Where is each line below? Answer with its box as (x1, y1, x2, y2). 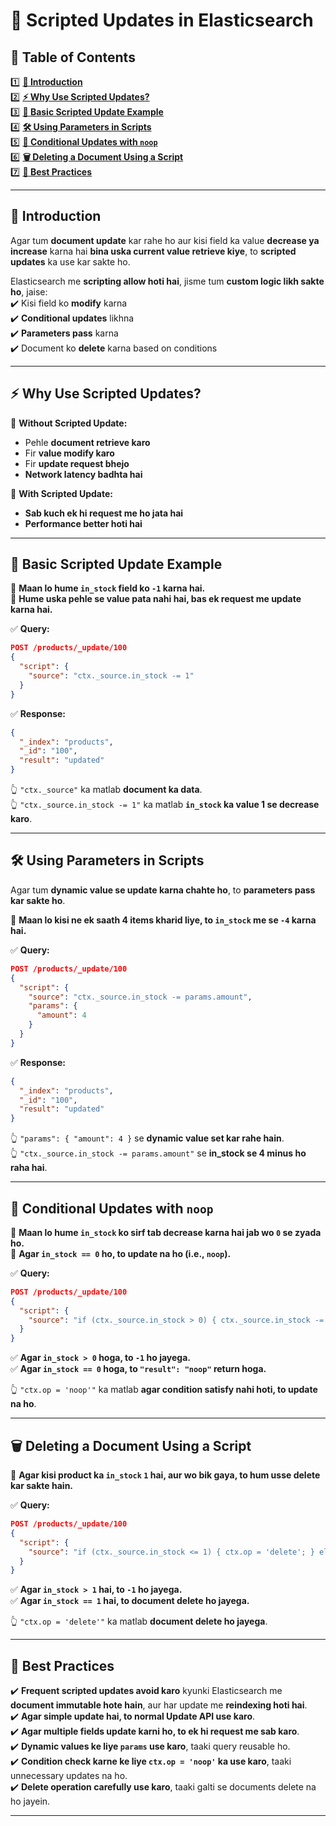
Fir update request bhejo (24, 457, 130, 469)
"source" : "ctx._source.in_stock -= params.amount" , (28, 992, 253, 1002)
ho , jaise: (10, 285, 48, 298)
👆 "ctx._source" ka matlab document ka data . (10, 784, 203, 796)
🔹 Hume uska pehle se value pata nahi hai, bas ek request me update (10, 593, 302, 605)
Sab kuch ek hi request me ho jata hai (24, 507, 184, 519)
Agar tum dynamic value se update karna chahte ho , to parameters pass (10, 884, 316, 896)
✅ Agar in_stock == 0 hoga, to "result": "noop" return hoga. (10, 1363, 267, 1375)
